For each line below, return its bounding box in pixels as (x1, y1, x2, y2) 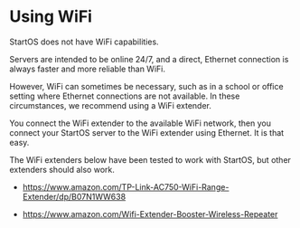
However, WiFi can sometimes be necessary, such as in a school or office (9, 81, 284, 91)
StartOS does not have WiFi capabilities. (9, 36, 160, 47)
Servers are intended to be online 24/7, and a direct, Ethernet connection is (9, 53, 289, 64)
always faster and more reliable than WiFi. (9, 63, 165, 74)
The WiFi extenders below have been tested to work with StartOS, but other (9, 154, 292, 165)
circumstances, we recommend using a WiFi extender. (9, 100, 212, 110)
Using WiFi (9, 6, 93, 27)
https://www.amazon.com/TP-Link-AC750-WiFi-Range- (22, 181, 230, 192)
